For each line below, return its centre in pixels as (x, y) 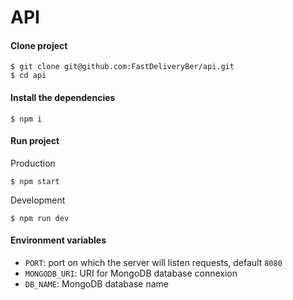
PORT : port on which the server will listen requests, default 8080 (153, 262)
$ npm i (26, 119)
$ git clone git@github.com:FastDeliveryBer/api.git (122, 67)
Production (33, 163)
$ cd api (28, 76)
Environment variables (58, 240)
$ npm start (35, 181)
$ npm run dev (40, 218)
